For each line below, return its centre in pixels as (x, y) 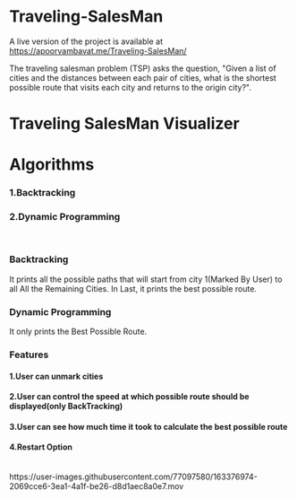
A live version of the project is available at (86, 41)
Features (29, 355)
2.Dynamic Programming (65, 217)
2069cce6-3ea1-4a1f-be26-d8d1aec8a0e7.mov (97, 486)
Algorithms (52, 165)
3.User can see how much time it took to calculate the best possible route (148, 426)
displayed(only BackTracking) (66, 407)
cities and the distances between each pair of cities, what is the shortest (143, 77)
